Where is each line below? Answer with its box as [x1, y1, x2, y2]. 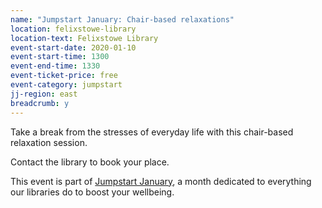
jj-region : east [10, 89, 78, 99]
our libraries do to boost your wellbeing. [10, 186, 175, 198]
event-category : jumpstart [10, 80, 123, 90]
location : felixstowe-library [10, 24, 137, 34]
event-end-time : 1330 [10, 61, 101, 71]
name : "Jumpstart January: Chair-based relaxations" [10, 14, 235, 25]
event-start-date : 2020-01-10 [10, 42, 137, 53]
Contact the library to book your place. [10, 156, 170, 168]
